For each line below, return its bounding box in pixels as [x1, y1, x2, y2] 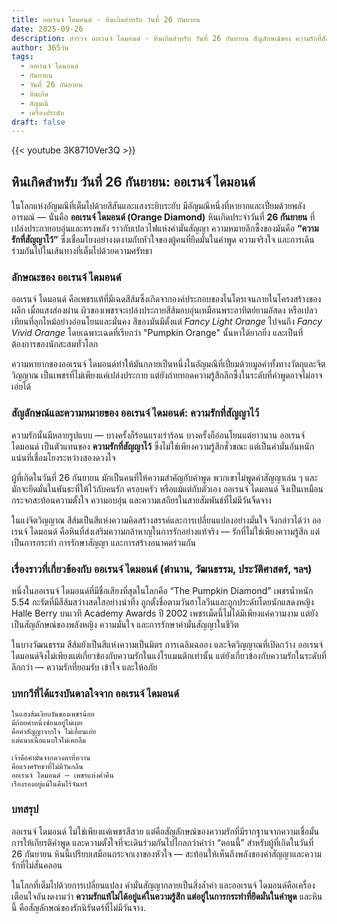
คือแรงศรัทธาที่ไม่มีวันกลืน [11, 762, 84, 772]
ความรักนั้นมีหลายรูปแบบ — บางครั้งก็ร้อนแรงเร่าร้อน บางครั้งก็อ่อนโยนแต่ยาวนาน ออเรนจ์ [11, 429, 306, 441]
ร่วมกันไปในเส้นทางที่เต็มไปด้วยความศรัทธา [11, 245, 153, 257]
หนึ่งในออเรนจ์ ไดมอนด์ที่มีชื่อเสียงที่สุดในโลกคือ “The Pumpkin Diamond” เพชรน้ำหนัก [11, 584, 314, 596]
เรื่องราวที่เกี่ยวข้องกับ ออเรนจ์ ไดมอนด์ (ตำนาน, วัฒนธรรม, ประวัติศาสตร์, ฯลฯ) [11, 562, 313, 576]
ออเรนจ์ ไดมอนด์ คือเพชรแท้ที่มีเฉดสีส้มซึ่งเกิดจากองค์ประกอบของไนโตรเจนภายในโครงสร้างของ [11, 293, 322, 305]
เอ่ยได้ [11, 381, 32, 393]
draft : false [11, 117, 66, 127]
